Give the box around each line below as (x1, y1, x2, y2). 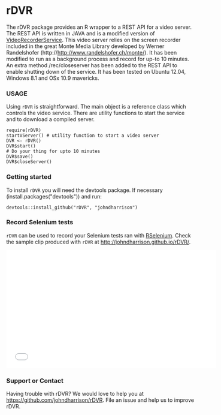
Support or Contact (6, 376, 64, 384)
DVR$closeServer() (6, 159, 52, 165)
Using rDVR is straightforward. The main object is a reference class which (6, 103, 187, 110)
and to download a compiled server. (6, 116, 95, 123)
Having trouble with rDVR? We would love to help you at (6, 390, 144, 398)
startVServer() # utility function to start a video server (6, 133, 160, 139)
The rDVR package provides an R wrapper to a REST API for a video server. (6, 23, 192, 31)
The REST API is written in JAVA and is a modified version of (6, 29, 155, 37)
